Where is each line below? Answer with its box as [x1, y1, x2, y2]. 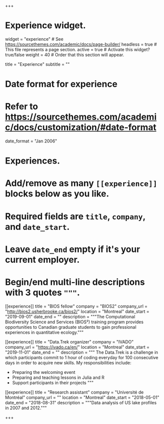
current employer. [5, 254, 80, 265]
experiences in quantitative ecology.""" [5, 329, 84, 335]
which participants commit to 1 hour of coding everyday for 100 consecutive [5, 354, 159, 360]
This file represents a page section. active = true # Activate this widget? [5, 46, 150, 52]
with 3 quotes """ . [5, 287, 80, 298]
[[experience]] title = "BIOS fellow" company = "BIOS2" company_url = [5, 303, 148, 309]
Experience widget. [5, 20, 86, 31]
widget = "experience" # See [5, 36, 64, 42]
